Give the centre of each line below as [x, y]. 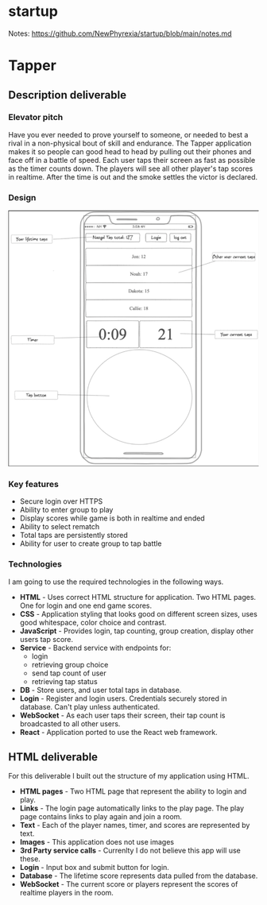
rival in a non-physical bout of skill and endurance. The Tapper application [130, 143]
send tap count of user [69, 673]
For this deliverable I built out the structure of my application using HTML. [129, 776]
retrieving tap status [64, 681]
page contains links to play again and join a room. [101, 817]
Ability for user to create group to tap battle [91, 543]
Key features [34, 484]
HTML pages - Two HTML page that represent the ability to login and [133, 791]
